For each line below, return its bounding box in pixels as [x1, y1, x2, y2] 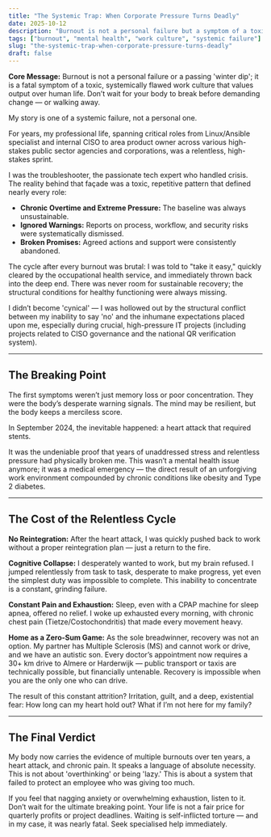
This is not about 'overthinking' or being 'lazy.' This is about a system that [8, 769, 253, 779]
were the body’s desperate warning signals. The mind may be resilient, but [8, 398, 256, 408]
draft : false [8, 49, 52, 57]
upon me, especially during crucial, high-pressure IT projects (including [8, 320, 246, 330]
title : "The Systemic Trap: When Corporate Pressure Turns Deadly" [8, 11, 240, 20]
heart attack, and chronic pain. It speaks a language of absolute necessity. [8, 761, 256, 771]
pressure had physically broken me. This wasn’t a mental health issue [8, 455, 240, 465]
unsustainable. [19, 212, 69, 221]
